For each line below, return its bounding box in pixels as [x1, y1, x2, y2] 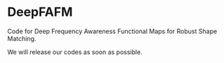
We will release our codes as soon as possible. [7, 48, 143, 56]
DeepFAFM [7, 4, 73, 20]
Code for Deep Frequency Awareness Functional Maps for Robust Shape [7, 27, 218, 35]
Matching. [7, 34, 37, 42]
